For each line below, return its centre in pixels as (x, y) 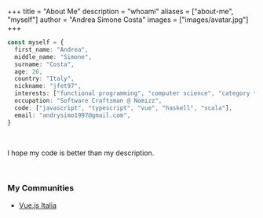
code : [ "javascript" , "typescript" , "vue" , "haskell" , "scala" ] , (124, 108)
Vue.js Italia (37, 205)
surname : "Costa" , (45, 64)
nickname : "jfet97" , (48, 86)
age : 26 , (29, 71)
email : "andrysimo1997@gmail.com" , (73, 115)
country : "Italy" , (45, 79)
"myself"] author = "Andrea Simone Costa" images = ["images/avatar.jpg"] (128, 20)
